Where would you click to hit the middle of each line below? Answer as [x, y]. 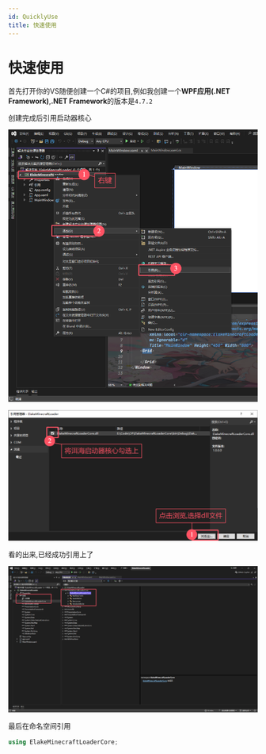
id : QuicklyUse [33, 17]
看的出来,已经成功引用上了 [51, 555]
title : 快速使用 [32, 25]
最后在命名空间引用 [40, 726]
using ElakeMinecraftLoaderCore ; [63, 742]
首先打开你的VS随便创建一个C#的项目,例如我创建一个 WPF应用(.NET [120, 91]
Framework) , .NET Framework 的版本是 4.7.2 [80, 101]
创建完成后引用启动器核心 [50, 118]
